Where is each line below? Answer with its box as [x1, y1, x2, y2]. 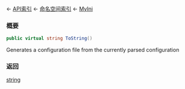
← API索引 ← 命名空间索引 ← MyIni [6, 5, 93, 12]
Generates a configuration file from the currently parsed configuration [6, 47, 180, 54]
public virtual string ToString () [6, 35, 93, 42]
